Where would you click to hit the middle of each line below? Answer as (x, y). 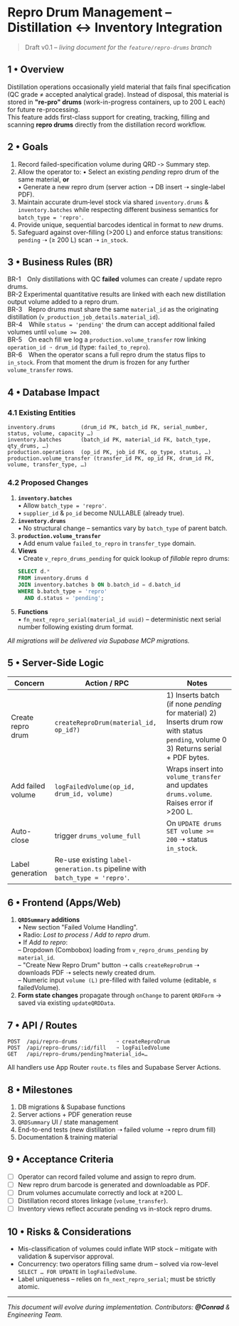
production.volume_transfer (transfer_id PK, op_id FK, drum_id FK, (111, 459)
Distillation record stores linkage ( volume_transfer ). (93, 1201)
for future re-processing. (44, 109)
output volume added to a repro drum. (63, 302)
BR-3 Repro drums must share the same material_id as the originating (113, 310)
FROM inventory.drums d (53, 578)
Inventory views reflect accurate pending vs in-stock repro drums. (115, 1209)
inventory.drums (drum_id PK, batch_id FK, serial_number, (108, 428)
